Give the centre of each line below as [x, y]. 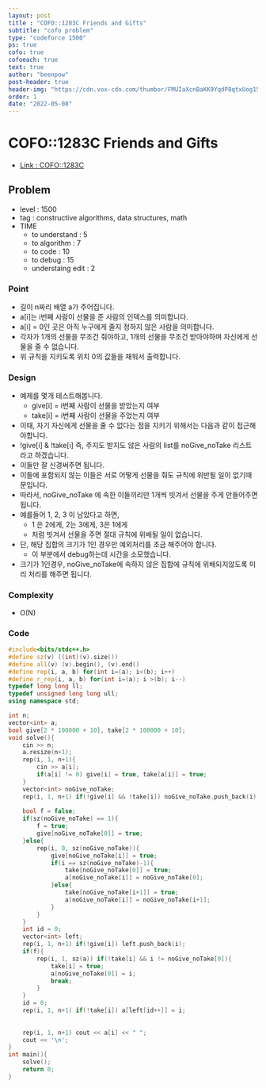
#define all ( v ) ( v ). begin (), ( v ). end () [74, 664]
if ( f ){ [33, 952]
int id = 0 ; [42, 929]
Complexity [31, 596]
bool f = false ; [49, 811]
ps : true [23, 45]
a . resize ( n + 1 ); [47, 753]
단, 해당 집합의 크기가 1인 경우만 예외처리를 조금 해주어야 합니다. [118, 545]
